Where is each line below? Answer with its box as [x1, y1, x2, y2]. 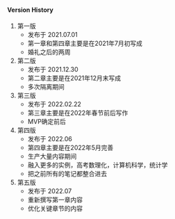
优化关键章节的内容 [27, 204, 83, 213]
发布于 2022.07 [27, 187, 72, 195]
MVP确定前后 [27, 117, 66, 126]
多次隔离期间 [27, 83, 65, 91]
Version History [7, 6, 53, 14]
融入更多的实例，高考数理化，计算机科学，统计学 [27, 161, 168, 170]
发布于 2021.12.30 [27, 65, 78, 74]
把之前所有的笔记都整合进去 [27, 170, 108, 178]
